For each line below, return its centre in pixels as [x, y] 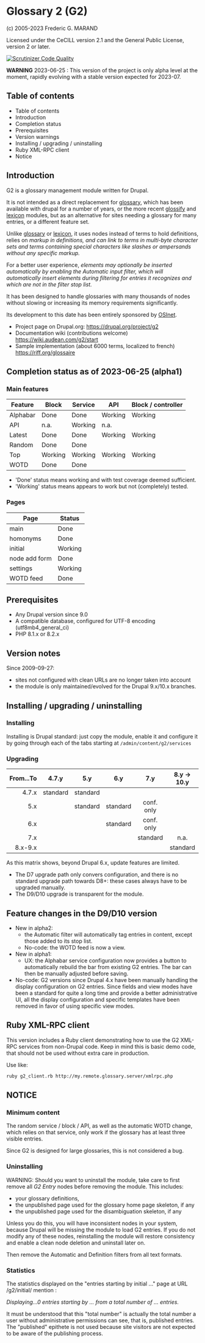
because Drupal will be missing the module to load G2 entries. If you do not [101, 1230]
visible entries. [25, 1139]
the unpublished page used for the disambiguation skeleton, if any [98, 1211]
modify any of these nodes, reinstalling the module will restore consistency [101, 1236]
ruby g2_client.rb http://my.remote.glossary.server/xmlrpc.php [90, 1076]
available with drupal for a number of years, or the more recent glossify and [101, 209]
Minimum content [33, 1112]
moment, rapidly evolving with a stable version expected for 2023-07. [94, 76]
